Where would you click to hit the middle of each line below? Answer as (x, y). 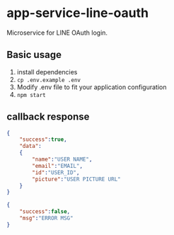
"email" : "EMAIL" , (57, 166)
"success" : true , (43, 139)
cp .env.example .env (48, 80)
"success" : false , (45, 212)
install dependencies (47, 71)
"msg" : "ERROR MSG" (46, 218)
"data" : (30, 147)
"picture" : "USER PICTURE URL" (76, 179)
